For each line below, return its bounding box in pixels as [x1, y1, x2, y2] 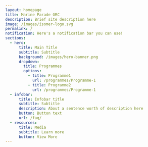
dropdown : [18, 59, 39, 64]
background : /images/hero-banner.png [18, 54, 98, 60]
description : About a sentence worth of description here [18, 106, 143, 111]
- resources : [10, 120, 37, 125]
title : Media [18, 125, 46, 130]
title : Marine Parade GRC [5, 12, 60, 17]
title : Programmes [23, 64, 62, 69]
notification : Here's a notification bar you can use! [5, 31, 123, 36]
